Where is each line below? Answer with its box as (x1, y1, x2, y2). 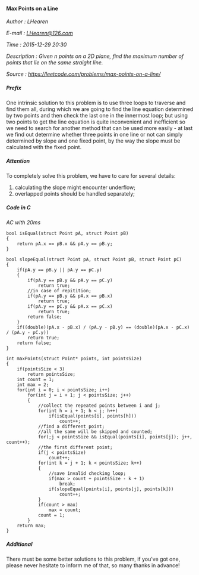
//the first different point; (37, 444, 113, 450)
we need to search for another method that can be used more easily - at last (6, 125, 193, 132)
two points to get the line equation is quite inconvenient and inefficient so (6, 118, 186, 125)
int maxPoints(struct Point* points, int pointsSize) (6, 355, 143, 362)
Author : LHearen (6, 18, 49, 25)
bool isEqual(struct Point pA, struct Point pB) (6, 230, 129, 237)
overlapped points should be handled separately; (14, 190, 135, 197)
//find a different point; (37, 423, 105, 429)
